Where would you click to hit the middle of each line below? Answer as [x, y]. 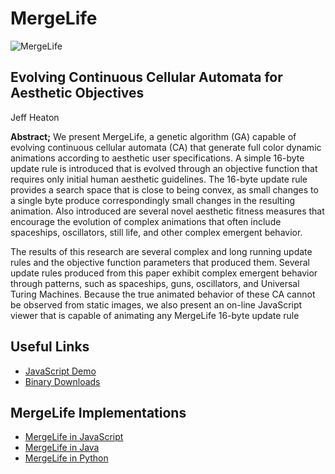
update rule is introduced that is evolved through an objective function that [164, 168]
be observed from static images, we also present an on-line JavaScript [156, 304]
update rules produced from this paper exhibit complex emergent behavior [164, 273]
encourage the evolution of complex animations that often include [146, 221]
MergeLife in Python [66, 458]
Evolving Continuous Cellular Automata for [146, 77]
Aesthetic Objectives [77, 93]
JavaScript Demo [60, 371]
